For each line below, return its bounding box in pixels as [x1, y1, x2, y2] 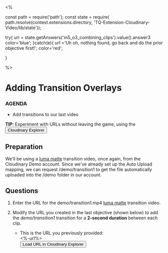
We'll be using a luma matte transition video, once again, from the [5, 156, 141, 162]
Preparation [5, 142, 43, 151]
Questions [5, 186, 39, 195]
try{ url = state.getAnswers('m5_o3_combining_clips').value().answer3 [5, 35, 151, 40]
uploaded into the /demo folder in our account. [5, 172, 102, 178]
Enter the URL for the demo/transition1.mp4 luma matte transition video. [12, 200, 161, 206]
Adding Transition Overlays [5, 82, 122, 94]
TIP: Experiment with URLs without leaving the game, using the [5, 121, 136, 127]
